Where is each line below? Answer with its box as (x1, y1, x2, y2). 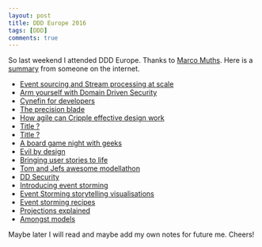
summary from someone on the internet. (8, 64, 140, 74)
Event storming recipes (19, 198, 96, 207)
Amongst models (19, 214, 76, 224)
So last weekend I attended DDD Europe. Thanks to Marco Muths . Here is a (8, 56, 253, 65)
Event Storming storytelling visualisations (19, 189, 154, 199)
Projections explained (19, 206, 91, 215)
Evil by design (19, 147, 66, 156)
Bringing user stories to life (19, 156, 108, 165)
